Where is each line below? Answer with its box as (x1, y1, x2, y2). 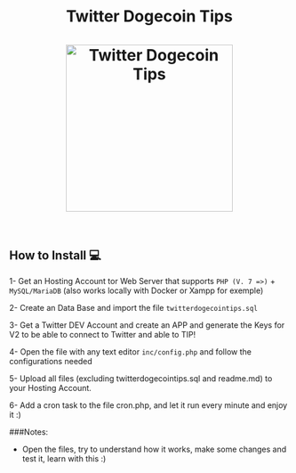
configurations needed (9, 356, 93, 366)
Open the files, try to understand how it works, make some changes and (21, 444, 287, 454)
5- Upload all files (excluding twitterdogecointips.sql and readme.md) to (9, 373, 273, 384)
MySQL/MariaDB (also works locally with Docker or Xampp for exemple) (9, 285, 264, 296)
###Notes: (9, 427, 49, 437)
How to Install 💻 (9, 248, 102, 263)
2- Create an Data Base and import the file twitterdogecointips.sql (9, 303, 258, 313)
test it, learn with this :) (21, 453, 107, 464)
